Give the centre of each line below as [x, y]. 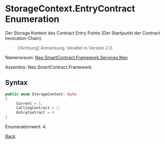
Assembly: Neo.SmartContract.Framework [48, 67]
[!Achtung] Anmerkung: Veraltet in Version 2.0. [65, 48]
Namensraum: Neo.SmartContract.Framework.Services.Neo [67, 57]
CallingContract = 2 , [39, 108]
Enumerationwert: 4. [26, 127]
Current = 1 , [30, 103]
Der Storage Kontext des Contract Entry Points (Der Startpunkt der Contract [83, 33]
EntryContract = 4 [35, 113]
